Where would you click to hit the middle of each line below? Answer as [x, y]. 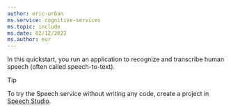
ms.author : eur [29, 40]
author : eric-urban [35, 14]
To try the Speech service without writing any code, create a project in [108, 94]
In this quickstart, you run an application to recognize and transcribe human [116, 59]
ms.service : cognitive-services [54, 20]
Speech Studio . [29, 101]
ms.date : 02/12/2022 [37, 33]
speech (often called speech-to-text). [61, 67]
